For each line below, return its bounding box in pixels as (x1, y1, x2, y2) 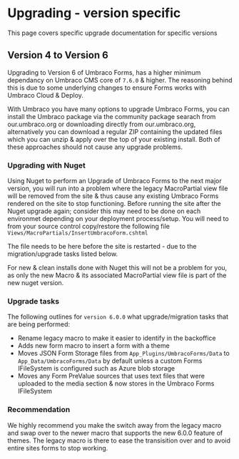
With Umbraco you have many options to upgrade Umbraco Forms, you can (7, 105, 230, 113)
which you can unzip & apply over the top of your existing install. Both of (7, 135, 220, 143)
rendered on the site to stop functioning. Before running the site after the (7, 200, 221, 208)
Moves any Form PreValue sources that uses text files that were (17, 372, 205, 381)
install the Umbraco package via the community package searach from (7, 112, 216, 120)
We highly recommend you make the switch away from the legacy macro (7, 421, 222, 429)
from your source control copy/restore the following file (7, 222, 170, 231)
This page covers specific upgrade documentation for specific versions (7, 29, 218, 37)
